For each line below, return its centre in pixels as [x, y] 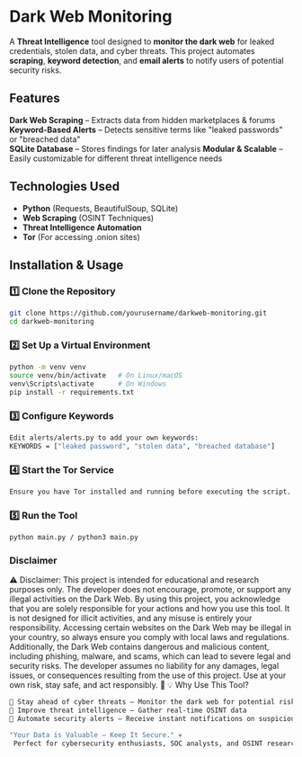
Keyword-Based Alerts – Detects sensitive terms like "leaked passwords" [146, 129]
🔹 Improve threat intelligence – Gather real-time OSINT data [128, 711]
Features [35, 98]
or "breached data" [45, 139]
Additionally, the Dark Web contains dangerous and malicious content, [139, 647]
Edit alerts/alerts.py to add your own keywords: [104, 438]
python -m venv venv [48, 367]
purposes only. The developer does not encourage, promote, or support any [151, 590]
